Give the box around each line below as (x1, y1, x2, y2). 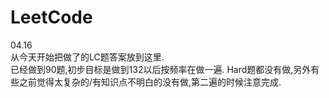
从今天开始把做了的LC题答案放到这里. (10, 51, 165, 63)
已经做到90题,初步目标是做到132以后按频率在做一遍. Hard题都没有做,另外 (10, 63, 312, 75)
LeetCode (10, 6, 93, 29)
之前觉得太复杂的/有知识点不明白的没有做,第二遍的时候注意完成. (18, 76, 282, 88)
